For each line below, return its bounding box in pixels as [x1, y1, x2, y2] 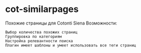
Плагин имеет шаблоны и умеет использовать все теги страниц [5, 42, 136, 48]
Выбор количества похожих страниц [5, 29, 78, 34]
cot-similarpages [5, 3, 79, 15]
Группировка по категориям [5, 34, 62, 39]
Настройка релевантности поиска [5, 38, 73, 43]
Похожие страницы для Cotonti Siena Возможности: [5, 20, 117, 26]
